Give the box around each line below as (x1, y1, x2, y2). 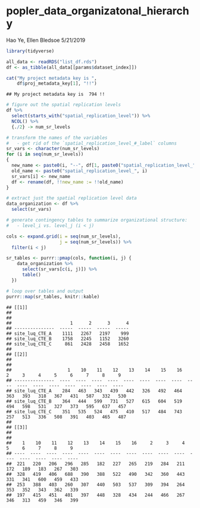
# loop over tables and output (6, 288, 84, 294)
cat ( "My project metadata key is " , (6, 75, 97, 81)
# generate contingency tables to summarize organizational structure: (6, 217, 187, 223)
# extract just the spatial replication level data (6, 195, 137, 201)
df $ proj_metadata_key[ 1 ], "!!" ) (17, 80, 97, 87)
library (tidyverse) (6, 48, 55, 54)
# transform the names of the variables (6, 135, 108, 141)
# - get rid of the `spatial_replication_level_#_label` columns (6, 140, 177, 147)
